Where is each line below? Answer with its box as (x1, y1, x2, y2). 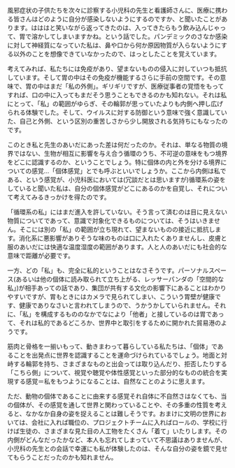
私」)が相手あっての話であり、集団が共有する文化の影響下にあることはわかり (7, 284, 227, 292)
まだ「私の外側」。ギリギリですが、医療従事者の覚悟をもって (50, 82, 225, 90)
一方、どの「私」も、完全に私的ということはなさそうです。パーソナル (7, 266, 209, 275)
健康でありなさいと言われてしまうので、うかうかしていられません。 (18, 301, 215, 309)
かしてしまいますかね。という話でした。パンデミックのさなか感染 (37, 32, 228, 41)
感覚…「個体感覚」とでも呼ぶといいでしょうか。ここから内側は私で (31, 167, 227, 175)
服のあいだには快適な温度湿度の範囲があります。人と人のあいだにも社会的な (7, 243, 227, 251)
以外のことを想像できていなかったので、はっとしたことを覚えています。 (13, 50, 221, 58)
